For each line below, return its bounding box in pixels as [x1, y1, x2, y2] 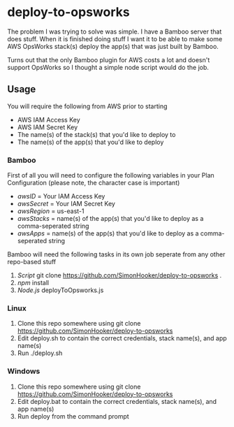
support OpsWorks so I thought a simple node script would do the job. [7, 63, 210, 71]
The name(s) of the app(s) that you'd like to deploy [17, 138, 164, 146]
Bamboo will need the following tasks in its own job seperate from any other [7, 250, 226, 259]
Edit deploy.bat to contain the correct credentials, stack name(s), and [17, 397, 217, 405]
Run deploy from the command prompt [17, 412, 129, 420]
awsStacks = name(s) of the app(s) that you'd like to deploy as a [17, 215, 204, 223]
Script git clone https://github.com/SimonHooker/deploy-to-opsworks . [17, 271, 222, 280]
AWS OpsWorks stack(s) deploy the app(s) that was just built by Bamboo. [7, 42, 219, 50]
